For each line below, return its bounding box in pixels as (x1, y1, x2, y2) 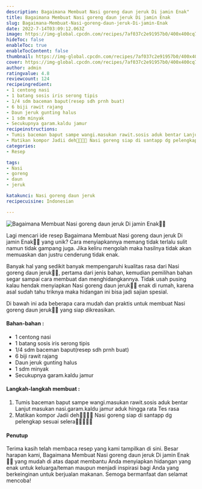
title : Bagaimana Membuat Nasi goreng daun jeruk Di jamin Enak (6, 14, 171, 20)
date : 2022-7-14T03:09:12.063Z (6, 25, 85, 32)
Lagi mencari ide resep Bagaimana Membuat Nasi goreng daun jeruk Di (6, 232, 183, 239)
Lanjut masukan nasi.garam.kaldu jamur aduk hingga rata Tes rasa (14, 405, 179, 413)
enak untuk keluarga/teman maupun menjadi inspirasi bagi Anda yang (6, 464, 179, 472)
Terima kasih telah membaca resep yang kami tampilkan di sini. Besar (6, 445, 179, 452)
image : (6, 31, 23, 37)
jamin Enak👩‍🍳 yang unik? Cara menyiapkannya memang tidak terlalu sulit (6, 238, 188, 245)
